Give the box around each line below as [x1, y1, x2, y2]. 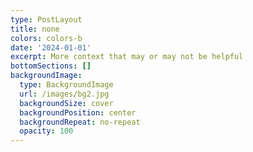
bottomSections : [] [10, 61, 92, 71]
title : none [10, 24, 60, 34]
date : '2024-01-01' [10, 42, 92, 53]
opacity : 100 [19, 126, 74, 136]
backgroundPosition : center [19, 107, 137, 118]
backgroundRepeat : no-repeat [19, 117, 141, 127]
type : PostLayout [10, 14, 83, 25]
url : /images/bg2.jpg [19, 89, 110, 99]
